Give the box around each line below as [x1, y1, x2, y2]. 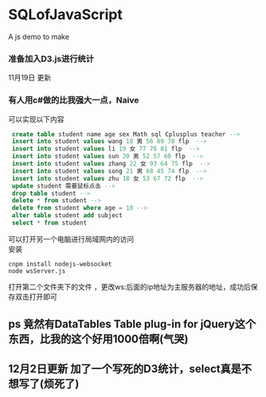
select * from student [11, 219, 88, 228]
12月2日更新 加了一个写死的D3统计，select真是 [8, 362, 241, 376]
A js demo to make [8, 32, 70, 41]
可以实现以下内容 [8, 114, 65, 124]
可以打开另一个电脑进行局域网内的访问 [8, 234, 134, 243]
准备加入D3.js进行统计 [8, 53, 94, 64]
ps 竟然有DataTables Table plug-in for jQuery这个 [8, 317, 256, 331]
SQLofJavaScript [8, 6, 123, 24]
